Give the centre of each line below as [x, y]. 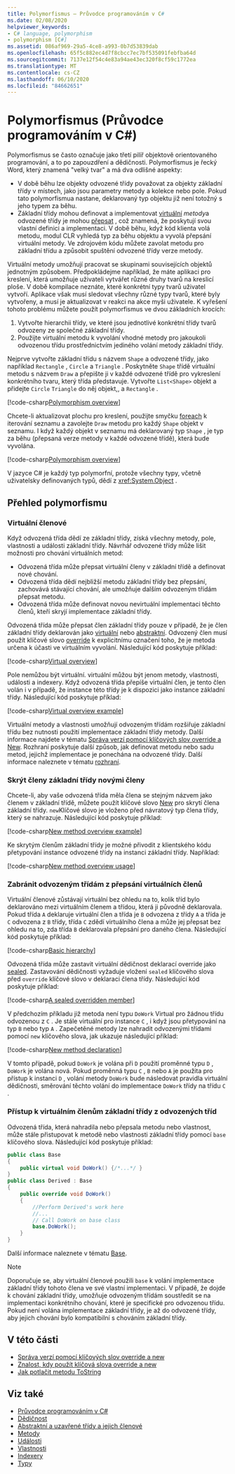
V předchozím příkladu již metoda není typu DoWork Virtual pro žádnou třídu [116, 1014]
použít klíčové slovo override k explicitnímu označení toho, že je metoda [111, 640]
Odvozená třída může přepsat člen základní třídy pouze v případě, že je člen [117, 625]
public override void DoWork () [66, 1194]
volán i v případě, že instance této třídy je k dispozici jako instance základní [116, 689]
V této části [33, 1340]
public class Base [34, 1155]
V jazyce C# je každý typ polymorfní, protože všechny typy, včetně [104, 473]
